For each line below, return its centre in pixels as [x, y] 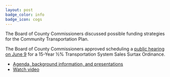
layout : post [19, 10]
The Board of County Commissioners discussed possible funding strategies [85, 34]
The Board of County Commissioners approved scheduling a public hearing [85, 49]
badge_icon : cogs [24, 19]
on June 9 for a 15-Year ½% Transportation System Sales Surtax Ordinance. [85, 54]
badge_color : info [25, 15]
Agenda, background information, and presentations [68, 64]
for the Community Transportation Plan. [47, 39]
